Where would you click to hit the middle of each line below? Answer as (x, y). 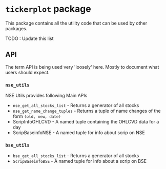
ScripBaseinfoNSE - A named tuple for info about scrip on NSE (79, 133)
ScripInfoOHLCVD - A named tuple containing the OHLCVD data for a (86, 122)
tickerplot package (48, 9)
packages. (16, 28)
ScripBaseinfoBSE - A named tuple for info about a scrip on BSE (80, 161)
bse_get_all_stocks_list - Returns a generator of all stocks (76, 156)
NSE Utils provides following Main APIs (46, 96)
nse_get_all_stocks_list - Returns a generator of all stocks (76, 105)
